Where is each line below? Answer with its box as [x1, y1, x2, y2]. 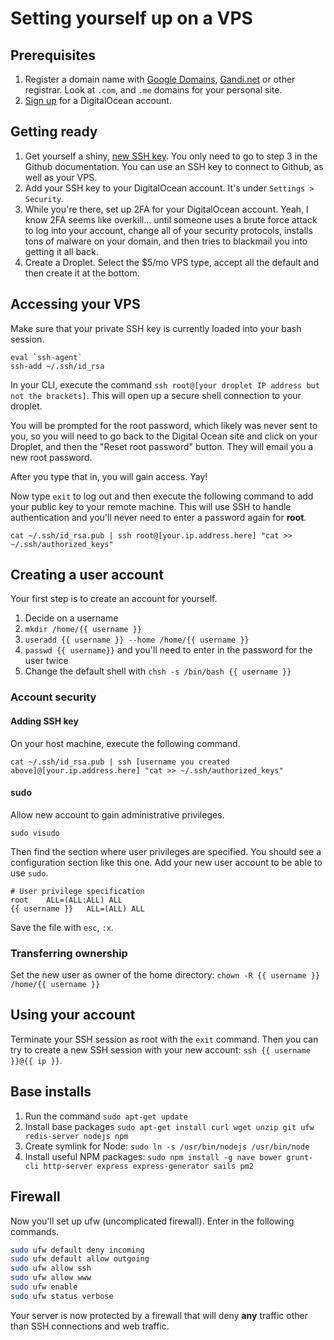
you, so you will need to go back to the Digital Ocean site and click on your [10, 430, 318, 442]
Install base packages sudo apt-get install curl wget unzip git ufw [24, 1120, 315, 1132]
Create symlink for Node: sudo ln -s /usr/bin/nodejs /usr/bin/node [24, 1140, 310, 1152]
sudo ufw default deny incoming [10, 1245, 145, 1255]
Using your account [10, 1007, 136, 1024]
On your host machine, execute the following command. [10, 737, 241, 749]
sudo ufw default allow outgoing [10, 1254, 150, 1264]
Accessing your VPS [10, 296, 141, 313]
